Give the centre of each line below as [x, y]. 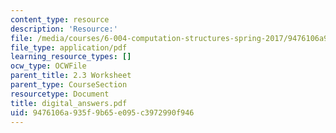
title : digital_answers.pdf [69, 103]
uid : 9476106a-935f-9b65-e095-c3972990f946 [102, 112]
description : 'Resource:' [64, 29]
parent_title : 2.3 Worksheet [71, 76]
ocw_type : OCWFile [48, 66]
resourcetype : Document [60, 94]
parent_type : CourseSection [69, 85]
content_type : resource [60, 19]
